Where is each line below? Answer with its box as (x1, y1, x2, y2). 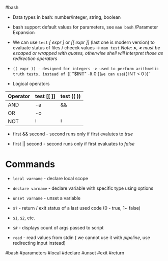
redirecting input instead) (12, 240, 66, 246)
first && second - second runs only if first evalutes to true (12, 131, 133, 137)
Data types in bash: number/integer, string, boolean (12, 14, 121, 20)
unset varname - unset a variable (12, 195, 81, 201)
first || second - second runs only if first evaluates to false (12, 141, 135, 147)
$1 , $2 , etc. (12, 215, 36, 221)
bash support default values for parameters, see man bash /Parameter (12, 24, 158, 30)
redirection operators (12, 55, 58, 62)
